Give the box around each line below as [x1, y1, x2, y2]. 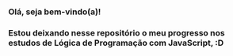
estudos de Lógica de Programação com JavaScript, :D [8, 37, 224, 48]
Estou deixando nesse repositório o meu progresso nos [8, 27, 225, 38]
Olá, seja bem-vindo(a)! [8, 6, 101, 17]
